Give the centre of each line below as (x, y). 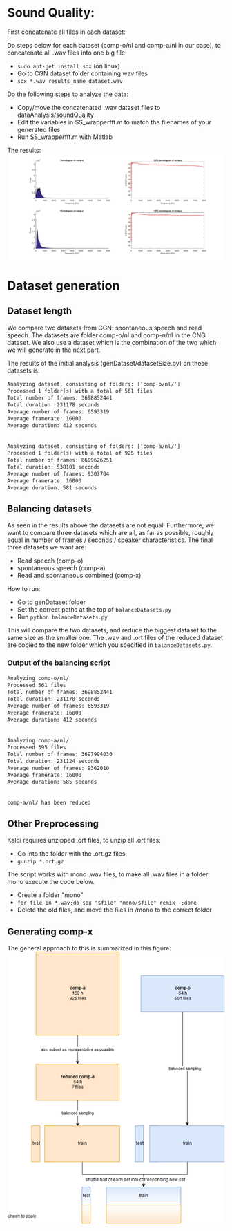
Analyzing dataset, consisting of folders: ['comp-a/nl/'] (94, 446)
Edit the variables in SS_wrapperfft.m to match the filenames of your (114, 122)
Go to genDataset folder (51, 602)
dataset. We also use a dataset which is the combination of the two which (112, 342)
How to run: (24, 589)
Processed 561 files (37, 685)
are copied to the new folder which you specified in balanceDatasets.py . (110, 645)
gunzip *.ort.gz (40, 862)
